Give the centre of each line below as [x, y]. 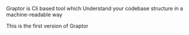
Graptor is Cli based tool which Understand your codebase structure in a [95, 8]
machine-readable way [34, 15]
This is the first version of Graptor [47, 26]
